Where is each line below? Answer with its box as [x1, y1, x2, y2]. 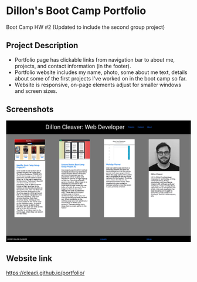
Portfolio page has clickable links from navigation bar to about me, [14, 56, 175, 63]
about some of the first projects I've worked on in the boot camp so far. [14, 75, 187, 82]
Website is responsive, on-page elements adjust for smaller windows [14, 81, 182, 88]
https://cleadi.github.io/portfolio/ [6, 269, 85, 276]
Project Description [6, 41, 79, 51]
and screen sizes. [14, 87, 57, 95]
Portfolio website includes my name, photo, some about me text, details [14, 69, 188, 76]
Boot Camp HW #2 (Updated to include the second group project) [6, 23, 165, 31]
